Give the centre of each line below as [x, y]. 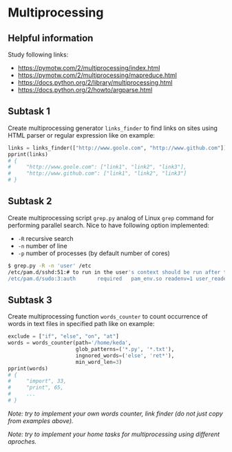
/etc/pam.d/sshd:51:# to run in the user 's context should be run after [114, 272]
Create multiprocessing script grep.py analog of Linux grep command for [111, 217]
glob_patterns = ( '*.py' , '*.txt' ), [125, 349]
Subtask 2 [30, 201]
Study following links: [38, 54]
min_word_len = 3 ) [99, 362]
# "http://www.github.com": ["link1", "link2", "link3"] [97, 173]
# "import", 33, [38, 381]
